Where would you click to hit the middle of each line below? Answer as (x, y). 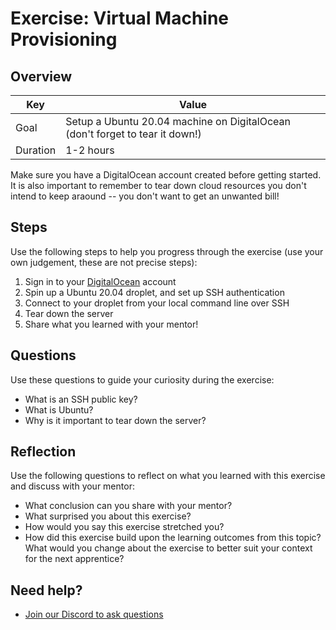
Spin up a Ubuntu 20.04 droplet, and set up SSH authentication (154, 292)
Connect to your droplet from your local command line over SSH (157, 303)
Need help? (46, 590)
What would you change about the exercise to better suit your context (168, 548)
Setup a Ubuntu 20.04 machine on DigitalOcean (178, 121)
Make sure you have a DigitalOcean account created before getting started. (166, 175)
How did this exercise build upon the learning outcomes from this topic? (173, 538)
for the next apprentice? (74, 559)
